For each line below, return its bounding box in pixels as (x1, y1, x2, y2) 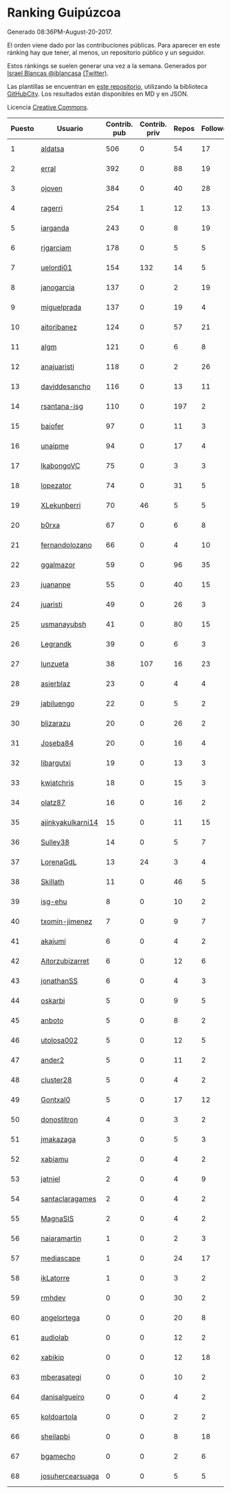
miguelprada (41, 302, 82, 311)
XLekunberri (41, 500, 81, 510)
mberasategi (41, 1372, 82, 1382)
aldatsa (41, 143, 65, 153)
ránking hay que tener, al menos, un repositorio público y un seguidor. (7, 48, 206, 57)
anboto (41, 1015, 64, 1025)
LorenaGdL (41, 857, 77, 866)
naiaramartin (41, 1234, 82, 1243)
